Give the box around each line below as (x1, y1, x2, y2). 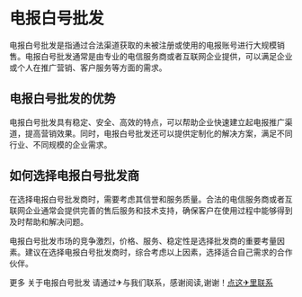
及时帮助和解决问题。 (9, 216, 88, 227)
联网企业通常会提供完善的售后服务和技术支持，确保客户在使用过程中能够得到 (9, 204, 293, 216)
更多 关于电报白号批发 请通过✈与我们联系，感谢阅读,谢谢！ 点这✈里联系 (9, 276, 274, 288)
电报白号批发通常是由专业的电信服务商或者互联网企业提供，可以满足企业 (24, 50, 293, 61)
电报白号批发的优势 (9, 91, 116, 106)
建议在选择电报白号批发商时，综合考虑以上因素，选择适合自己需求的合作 (24, 247, 293, 257)
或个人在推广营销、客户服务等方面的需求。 (9, 62, 167, 73)
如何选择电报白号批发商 (9, 168, 139, 184)
